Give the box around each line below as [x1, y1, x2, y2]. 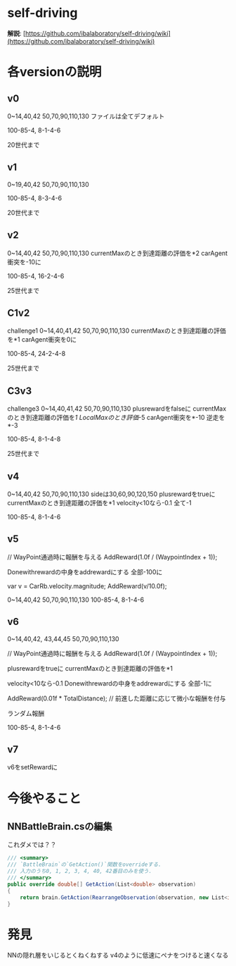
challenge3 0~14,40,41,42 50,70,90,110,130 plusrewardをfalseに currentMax [7, 404, 227, 413]
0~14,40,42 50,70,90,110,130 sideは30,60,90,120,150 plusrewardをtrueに [7, 490, 216, 498]
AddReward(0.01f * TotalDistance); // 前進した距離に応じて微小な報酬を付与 [7, 694, 226, 702]
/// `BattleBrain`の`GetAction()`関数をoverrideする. [7, 861, 162, 868]
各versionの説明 [7, 64, 102, 80]
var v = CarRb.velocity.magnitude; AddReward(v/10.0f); [7, 581, 167, 590]
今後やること [7, 791, 82, 806]
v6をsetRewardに [7, 763, 58, 772]
